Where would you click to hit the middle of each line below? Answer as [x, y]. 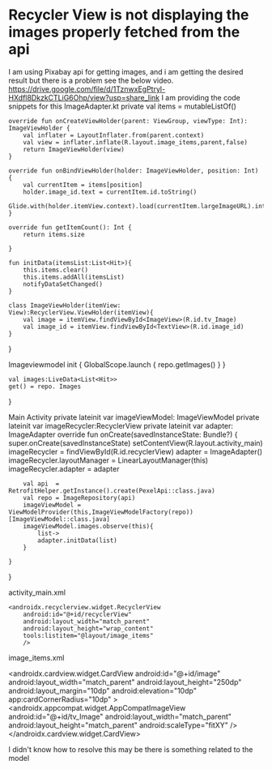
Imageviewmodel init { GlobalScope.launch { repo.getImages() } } [117, 364]
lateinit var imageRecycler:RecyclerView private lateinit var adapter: [121, 425]
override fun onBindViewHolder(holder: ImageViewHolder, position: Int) [134, 171]
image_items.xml [36, 657]
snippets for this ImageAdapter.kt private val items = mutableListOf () [123, 106]
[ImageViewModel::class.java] [59, 519]
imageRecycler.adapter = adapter [64, 468]
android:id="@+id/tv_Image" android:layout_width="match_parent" [120, 716]
